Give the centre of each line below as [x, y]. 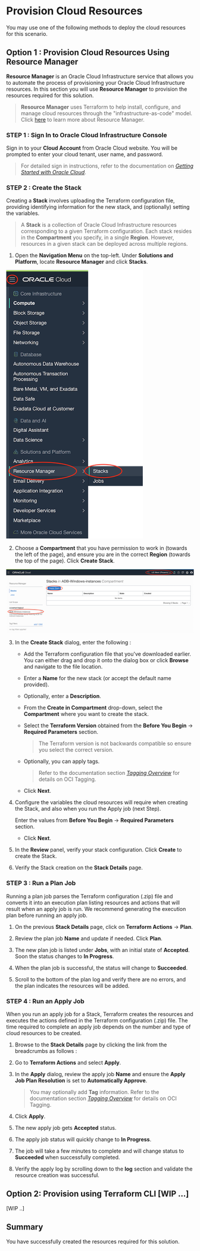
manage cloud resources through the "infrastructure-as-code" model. [106, 113]
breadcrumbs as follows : [46, 1051]
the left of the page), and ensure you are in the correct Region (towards [102, 555]
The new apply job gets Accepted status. [65, 1128]
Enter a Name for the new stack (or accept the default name [97, 678]
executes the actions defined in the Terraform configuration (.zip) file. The [97, 1020]
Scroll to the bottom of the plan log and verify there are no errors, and [100, 979]
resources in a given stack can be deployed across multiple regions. [104, 244]
